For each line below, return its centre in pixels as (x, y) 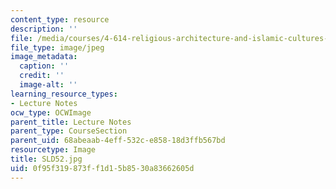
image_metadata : (44, 57)
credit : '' (42, 76)
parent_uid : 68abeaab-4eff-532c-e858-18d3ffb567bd (118, 141)
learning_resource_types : (64, 94)
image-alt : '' (48, 85)
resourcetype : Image (53, 150)
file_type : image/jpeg (57, 47)
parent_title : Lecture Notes (71, 122)
